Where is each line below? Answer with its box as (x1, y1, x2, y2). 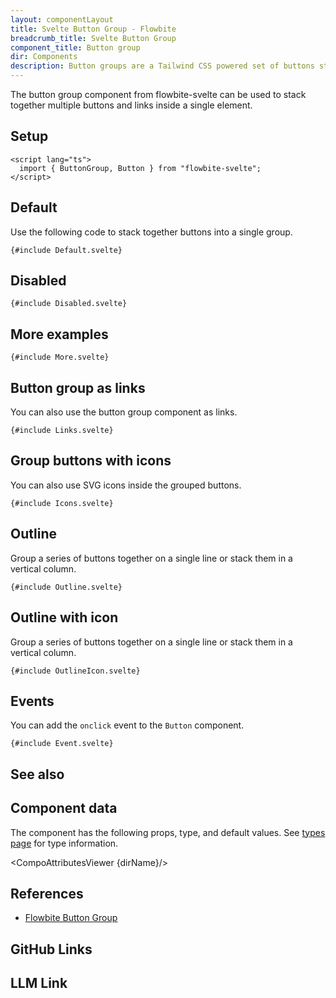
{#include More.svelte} (10, 352, 110, 363)
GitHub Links (10, 941, 93, 958)
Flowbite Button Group (24, 912, 118, 924)
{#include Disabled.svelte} (10, 299, 128, 309)
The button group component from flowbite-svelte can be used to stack (10, 89, 307, 100)
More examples (10, 326, 109, 343)
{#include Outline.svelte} (10, 582, 123, 592)
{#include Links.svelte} (10, 426, 114, 436)
